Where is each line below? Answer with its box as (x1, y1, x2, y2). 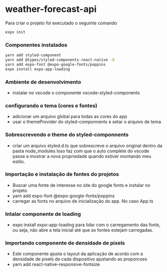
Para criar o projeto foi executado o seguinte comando (5, 20, 117, 26)
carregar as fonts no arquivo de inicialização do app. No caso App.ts (12, 198, 154, 204)
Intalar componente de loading (5, 210, 81, 217)
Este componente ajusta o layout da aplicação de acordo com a (12, 251, 143, 257)
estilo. (12, 158, 25, 164)
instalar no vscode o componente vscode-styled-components (12, 90, 140, 96)
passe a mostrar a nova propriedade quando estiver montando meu (12, 153, 152, 159)
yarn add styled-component (5, 53, 61, 58)
